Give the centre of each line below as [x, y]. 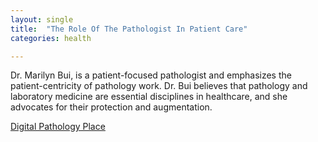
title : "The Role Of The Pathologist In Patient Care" [129, 29]
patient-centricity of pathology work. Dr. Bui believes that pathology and [159, 86]
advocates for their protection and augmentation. [111, 107]
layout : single [42, 19]
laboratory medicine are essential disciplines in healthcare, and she [149, 97]
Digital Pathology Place [58, 127]
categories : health [51, 38]
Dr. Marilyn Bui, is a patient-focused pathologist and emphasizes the [151, 75]
